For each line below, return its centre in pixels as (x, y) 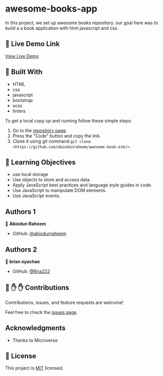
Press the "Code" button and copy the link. (57, 136)
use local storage (30, 174)
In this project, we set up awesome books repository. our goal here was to (82, 23)
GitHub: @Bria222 (31, 271)
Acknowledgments (36, 328)
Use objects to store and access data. (52, 180)
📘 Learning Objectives (41, 162)
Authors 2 (21, 249)
